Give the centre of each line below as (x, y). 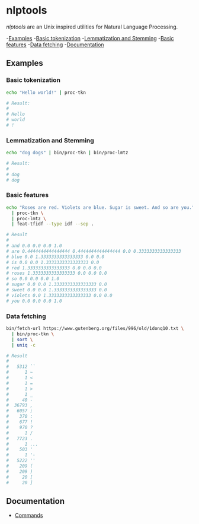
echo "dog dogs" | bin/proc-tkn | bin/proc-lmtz (67, 153)
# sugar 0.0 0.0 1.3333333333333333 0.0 (57, 285)
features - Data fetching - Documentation (55, 45)
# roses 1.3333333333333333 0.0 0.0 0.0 (57, 274)
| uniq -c (23, 345)
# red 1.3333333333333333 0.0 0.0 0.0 (54, 268)
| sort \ (22, 339)
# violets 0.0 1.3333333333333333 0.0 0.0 (59, 295)
